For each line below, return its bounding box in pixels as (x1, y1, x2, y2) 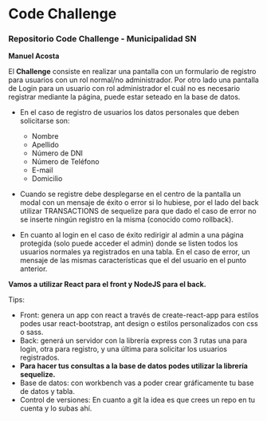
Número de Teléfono (31, 157, 100, 167)
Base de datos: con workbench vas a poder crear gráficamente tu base (19, 378, 254, 388)
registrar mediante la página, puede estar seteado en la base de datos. (8, 92, 241, 102)
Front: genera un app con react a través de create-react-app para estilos (19, 310, 259, 320)
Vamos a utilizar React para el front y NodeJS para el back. (8, 280, 207, 289)
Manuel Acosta (8, 51, 60, 61)
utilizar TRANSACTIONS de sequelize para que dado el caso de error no (19, 207, 257, 216)
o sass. (19, 328, 44, 337)
